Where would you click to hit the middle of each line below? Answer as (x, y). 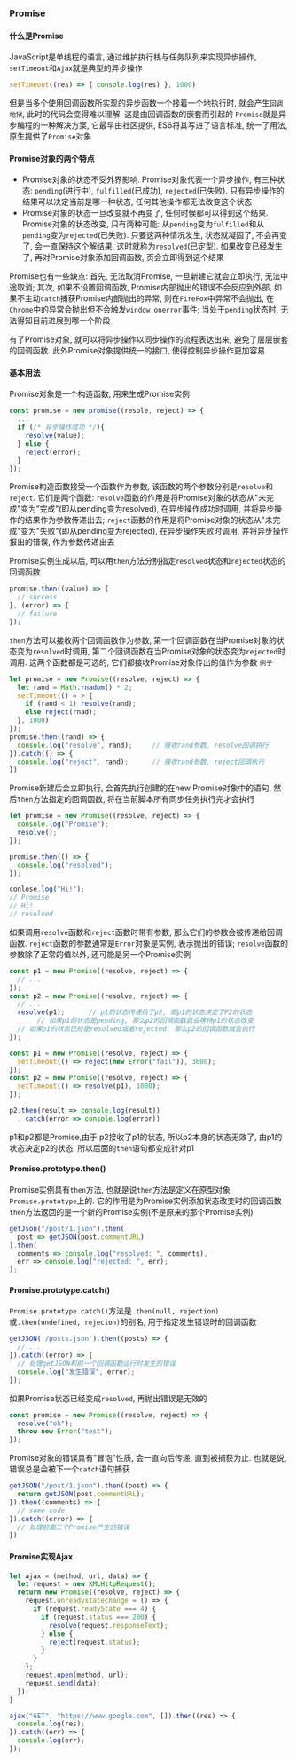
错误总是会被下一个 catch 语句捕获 (70, 1469)
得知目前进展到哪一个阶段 (63, 321)
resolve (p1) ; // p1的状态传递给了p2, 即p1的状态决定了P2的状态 (135, 1012)
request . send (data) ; (63, 1683)
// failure (37, 614)
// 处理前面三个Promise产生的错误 (74, 1527)
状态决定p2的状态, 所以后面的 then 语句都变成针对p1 (102, 1147)
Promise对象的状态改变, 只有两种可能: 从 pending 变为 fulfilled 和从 (143, 224)
